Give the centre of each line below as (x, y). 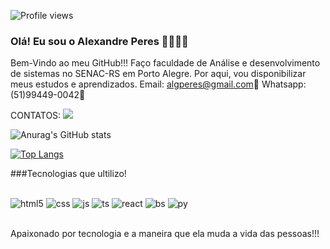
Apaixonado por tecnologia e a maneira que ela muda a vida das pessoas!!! (165, 234)
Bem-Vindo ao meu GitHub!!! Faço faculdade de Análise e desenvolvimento (165, 63)
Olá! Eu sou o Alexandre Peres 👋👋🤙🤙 (99, 41)
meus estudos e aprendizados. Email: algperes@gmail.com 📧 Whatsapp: (158, 84)
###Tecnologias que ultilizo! (68, 174)
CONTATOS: (36, 116)
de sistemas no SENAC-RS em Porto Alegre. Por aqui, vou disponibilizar (158, 74)
